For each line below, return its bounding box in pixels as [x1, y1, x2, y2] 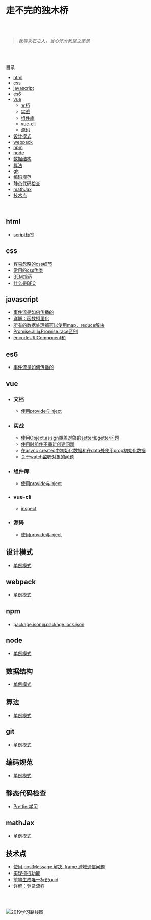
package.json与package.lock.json [13, 621, 85, 627]
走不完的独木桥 [6, 5, 69, 16]
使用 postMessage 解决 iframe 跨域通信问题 [13, 864, 105, 869]
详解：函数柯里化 [13, 315, 49, 322]
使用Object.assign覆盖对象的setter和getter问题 [20, 435, 119, 441]
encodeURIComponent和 [13, 335, 66, 341]
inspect [20, 505, 37, 511]
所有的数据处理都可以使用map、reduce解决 [13, 322, 105, 328]
